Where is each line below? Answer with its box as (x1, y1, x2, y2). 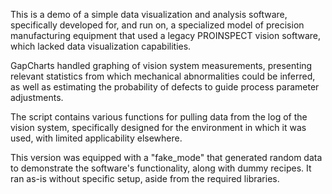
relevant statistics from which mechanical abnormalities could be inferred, (10, 70, 316, 82)
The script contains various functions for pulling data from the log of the (10, 111, 308, 123)
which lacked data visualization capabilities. (10, 40, 192, 52)
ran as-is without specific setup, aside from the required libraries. (10, 173, 280, 184)
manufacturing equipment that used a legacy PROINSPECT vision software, (10, 30, 322, 41)
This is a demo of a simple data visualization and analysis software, (10, 9, 288, 20)
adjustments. (10, 92, 64, 103)
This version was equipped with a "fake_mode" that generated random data (10, 152, 323, 163)
